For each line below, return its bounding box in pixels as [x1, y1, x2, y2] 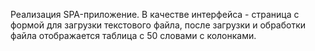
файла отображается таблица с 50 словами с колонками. [10, 30, 257, 41]
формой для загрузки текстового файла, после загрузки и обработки [10, 19, 307, 31]
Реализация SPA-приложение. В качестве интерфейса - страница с [10, 9, 300, 20]
